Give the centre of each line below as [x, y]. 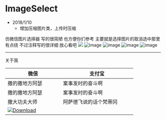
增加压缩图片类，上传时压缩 [48, 28]
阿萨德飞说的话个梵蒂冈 [90, 102]
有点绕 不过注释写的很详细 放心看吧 [41, 45]
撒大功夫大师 [23, 102]
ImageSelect [32, 9]
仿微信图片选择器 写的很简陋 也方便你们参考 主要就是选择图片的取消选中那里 [83, 39]
